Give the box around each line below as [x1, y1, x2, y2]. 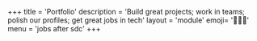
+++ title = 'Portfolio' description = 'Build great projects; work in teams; [7, 7, 246, 16]
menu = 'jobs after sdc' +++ [7, 24, 102, 33]
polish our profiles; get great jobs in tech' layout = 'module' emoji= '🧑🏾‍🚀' [7, 15, 250, 25]
